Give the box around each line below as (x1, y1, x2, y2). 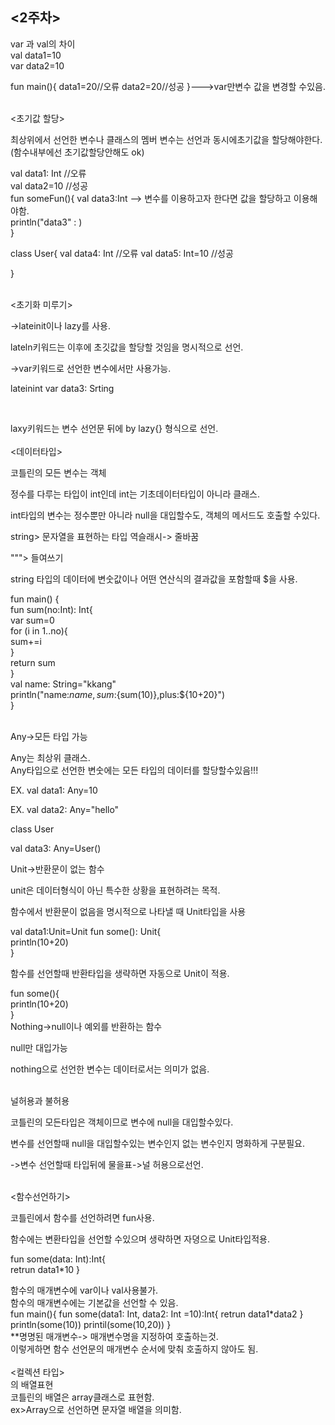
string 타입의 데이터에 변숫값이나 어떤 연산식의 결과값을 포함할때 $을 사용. (10, 573, 298, 585)
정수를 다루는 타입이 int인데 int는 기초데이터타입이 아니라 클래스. (10, 488, 260, 500)
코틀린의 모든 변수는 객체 (10, 466, 107, 478)
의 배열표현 (10, 1378, 54, 1390)
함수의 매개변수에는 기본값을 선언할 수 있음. (10, 1296, 179, 1308)
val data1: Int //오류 (10, 167, 87, 179)
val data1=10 (10, 49, 62, 61)
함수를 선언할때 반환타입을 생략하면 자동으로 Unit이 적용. (10, 967, 230, 979)
